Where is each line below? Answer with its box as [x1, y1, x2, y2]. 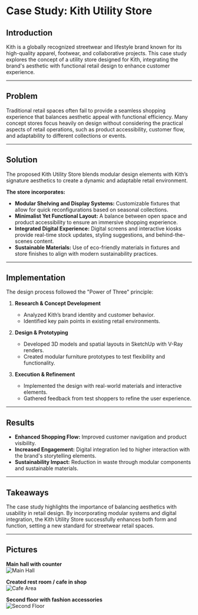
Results [6, 417, 35, 427]
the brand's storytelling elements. [14, 452, 97, 459]
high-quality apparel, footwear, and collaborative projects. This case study [6, 50, 187, 57]
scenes [14, 237, 33, 244]
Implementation [6, 273, 66, 283]
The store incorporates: [6, 188, 66, 195]
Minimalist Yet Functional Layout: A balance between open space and [14, 212, 187, 220]
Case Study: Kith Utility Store [6, 4, 152, 18]
